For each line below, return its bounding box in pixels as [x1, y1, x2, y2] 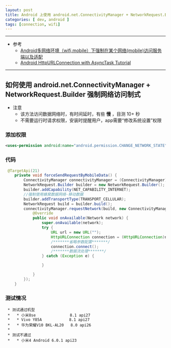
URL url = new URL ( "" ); [50, 230, 101, 235]
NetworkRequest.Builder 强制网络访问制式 [5, 90, 141, 98]
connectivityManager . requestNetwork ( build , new [23, 206, 126, 211]
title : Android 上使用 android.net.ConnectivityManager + [5, 12, 129, 17]
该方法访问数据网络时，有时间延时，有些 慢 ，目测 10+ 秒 [20, 111, 140, 117]
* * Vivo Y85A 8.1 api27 [7, 317, 90, 322]
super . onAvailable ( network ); [41, 220, 103, 226]
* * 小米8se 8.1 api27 [7, 312, 91, 318]
